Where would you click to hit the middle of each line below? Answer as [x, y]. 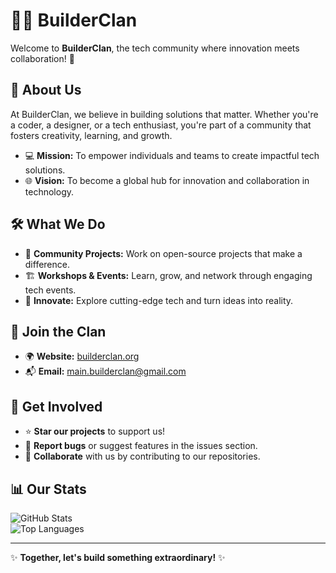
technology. [49, 191]
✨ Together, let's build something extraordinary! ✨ [118, 557]
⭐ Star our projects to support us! [95, 431]
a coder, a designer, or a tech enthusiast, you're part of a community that [161, 125]
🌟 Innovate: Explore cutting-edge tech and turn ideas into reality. [159, 300]
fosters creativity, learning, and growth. [91, 135]
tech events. [50, 290]
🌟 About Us [46, 90]
